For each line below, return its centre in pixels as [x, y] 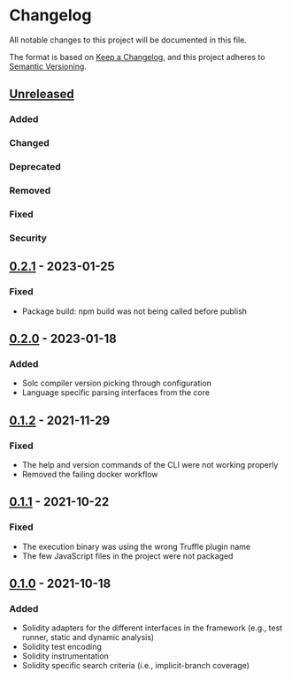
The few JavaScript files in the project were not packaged [127, 556]
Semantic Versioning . [48, 66]
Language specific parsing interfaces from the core [116, 393]
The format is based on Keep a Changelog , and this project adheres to [137, 57]
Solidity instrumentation [65, 656]
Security [28, 238]
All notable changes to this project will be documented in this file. [128, 40]
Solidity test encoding [61, 647]
